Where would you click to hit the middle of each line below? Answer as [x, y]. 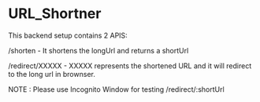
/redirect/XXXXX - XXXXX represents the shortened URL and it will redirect [130, 66]
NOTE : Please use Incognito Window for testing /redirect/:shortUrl [116, 89]
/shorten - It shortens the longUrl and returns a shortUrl [98, 50]
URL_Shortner [55, 14]
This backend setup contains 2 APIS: [68, 35]
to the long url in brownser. [52, 74]
